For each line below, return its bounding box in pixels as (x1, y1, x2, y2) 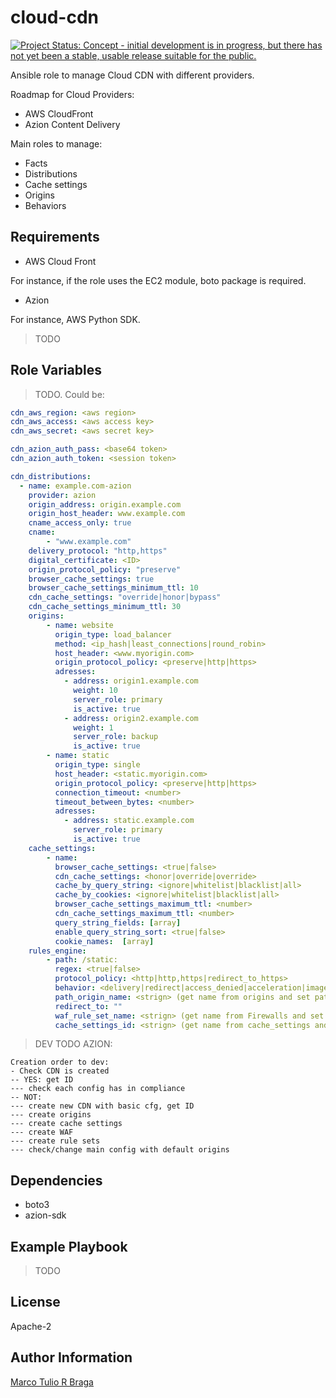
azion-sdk (24, 1209, 67, 1221)
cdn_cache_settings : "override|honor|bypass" (28, 592, 222, 603)
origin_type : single (54, 760, 141, 770)
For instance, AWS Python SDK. (10, 313, 141, 325)
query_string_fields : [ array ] (54, 917, 182, 928)
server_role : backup (73, 732, 159, 742)
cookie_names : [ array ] (54, 936, 155, 946)
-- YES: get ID (10, 1075, 74, 1085)
